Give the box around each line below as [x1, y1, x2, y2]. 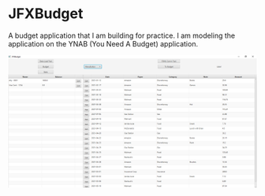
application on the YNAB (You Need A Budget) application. [8, 39, 199, 48]
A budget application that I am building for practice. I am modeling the [8, 31, 235, 40]
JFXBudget [8, 5, 84, 23]
